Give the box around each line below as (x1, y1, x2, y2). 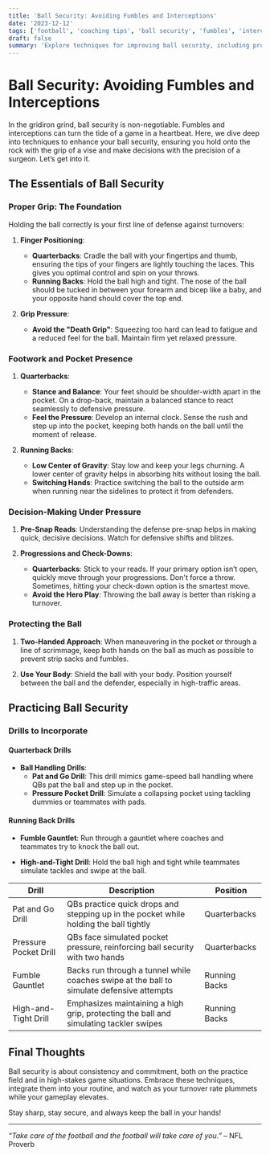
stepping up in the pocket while (67, 908, 186, 920)
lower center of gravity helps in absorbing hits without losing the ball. (31, 469, 261, 479)
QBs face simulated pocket (67, 932, 169, 943)
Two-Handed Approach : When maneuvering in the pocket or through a (19, 636, 257, 647)
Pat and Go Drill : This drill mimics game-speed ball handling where (31, 772, 254, 782)
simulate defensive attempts (67, 985, 174, 996)
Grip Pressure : (19, 308, 70, 318)
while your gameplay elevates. (8, 1092, 109, 1102)
